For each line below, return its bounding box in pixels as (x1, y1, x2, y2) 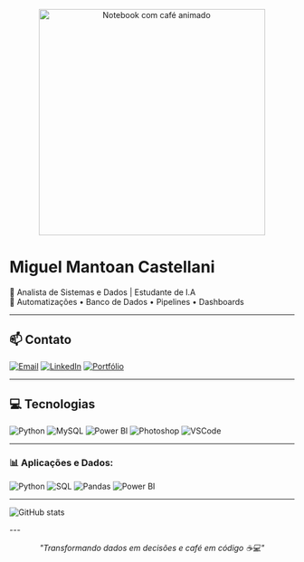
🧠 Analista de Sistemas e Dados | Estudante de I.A (9, 286, 196, 298)
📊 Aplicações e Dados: (9, 457, 114, 470)
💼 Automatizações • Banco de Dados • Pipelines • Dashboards (9, 296, 244, 307)
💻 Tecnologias (9, 396, 96, 412)
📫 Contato (9, 332, 72, 348)
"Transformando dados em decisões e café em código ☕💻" (39, 542, 265, 553)
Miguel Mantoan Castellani (9, 257, 215, 278)
